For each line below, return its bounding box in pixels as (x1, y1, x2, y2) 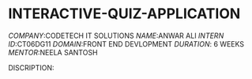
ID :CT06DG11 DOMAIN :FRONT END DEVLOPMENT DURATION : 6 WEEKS (8, 39, 245, 48)
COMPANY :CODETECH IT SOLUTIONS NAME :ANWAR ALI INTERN (8, 31, 224, 40)
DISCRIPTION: (8, 62, 55, 72)
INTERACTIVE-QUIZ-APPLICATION (8, 5, 241, 23)
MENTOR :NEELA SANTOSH (8, 47, 98, 57)
